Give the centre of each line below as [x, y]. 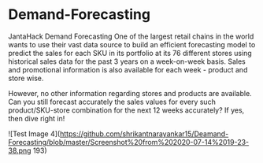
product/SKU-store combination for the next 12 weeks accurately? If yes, [126, 110]
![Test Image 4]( [34, 133]
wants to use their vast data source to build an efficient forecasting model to [132, 44]
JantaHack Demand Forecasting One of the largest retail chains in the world [131, 36]
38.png [20, 150]
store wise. [26, 78]
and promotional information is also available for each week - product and [128, 69]
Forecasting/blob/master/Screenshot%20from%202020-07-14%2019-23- [129, 142]
